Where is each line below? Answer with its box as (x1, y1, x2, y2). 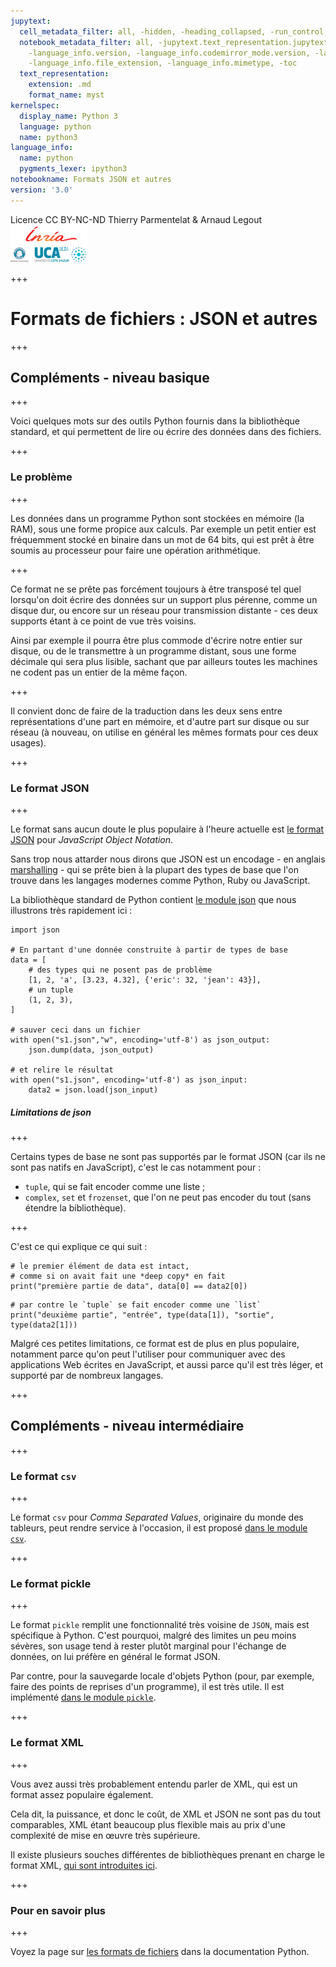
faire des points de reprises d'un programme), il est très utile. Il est (10, 1681, 285, 1693)
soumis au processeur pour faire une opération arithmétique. (10, 544, 261, 556)
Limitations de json (10, 1106, 92, 1118)
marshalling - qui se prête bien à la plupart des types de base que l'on (10, 863, 299, 875)
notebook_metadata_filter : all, (19, 37, 155, 47)
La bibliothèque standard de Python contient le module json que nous (10, 893, 297, 905)
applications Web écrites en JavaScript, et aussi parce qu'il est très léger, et (10, 1358, 323, 1370)
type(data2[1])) (10, 1320, 78, 1330)
